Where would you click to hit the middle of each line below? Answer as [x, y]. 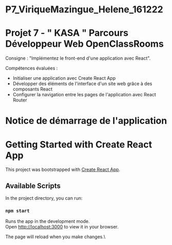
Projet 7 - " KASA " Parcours [67, 33]
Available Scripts [33, 186]
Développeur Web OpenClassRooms [85, 44]
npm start [17, 211]
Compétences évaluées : [32, 68]
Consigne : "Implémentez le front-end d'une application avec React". [78, 58]
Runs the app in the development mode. [47, 221]
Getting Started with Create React [79, 144]
